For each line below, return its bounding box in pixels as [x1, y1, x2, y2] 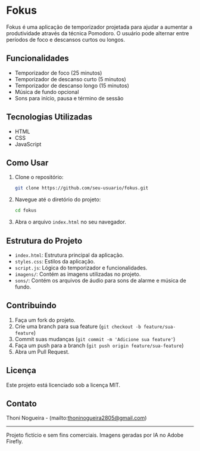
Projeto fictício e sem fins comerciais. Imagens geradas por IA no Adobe [6, 431, 184, 439]
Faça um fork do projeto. [14, 316, 76, 323]
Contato [6, 398, 37, 409]
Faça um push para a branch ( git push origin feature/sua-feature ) [14, 342, 184, 349]
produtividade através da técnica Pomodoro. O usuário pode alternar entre [6, 29, 189, 36]
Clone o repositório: [14, 174, 64, 181]
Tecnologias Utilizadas [6, 112, 93, 122]
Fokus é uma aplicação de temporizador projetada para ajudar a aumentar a [6, 23, 192, 30]
